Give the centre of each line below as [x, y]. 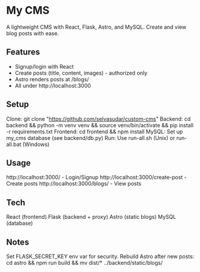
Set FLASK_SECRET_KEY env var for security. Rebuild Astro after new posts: [100, 256]
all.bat [14, 144]
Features [23, 52]
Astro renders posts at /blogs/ [52, 79]
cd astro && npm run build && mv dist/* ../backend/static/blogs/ [84, 263]
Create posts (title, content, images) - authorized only [81, 73]
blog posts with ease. [33, 33]
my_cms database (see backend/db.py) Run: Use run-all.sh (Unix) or [91, 137]
